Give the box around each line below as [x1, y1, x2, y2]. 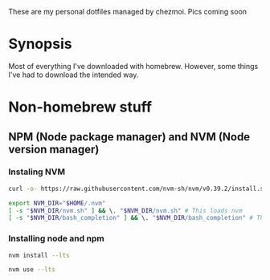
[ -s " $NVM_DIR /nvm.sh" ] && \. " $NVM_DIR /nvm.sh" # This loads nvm [8, 206, 243, 215]
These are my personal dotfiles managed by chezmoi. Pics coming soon [8, 7, 247, 16]
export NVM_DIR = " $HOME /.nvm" [8, 199, 106, 207]
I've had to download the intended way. [8, 70, 139, 79]
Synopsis [8, 35, 72, 53]
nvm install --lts [8, 251, 70, 259]
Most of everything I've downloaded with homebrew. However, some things [8, 61, 259, 71]
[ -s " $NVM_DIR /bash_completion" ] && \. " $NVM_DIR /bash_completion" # [8, 214, 254, 222]
